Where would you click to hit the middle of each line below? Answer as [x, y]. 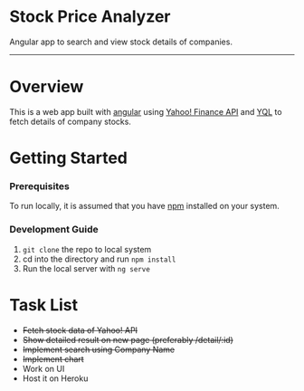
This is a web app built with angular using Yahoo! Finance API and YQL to [146, 111]
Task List [44, 305]
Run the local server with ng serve [86, 268]
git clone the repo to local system [87, 249]
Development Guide [54, 230]
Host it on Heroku [55, 378]
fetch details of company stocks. [70, 121]
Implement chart [53, 358]
